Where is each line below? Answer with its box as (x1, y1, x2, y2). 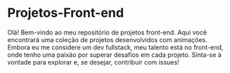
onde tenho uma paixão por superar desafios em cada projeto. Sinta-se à (7, 51, 222, 59)
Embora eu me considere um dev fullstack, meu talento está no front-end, (7, 43, 224, 51)
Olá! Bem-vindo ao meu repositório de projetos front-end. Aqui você (7, 28, 207, 36)
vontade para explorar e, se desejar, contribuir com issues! (7, 58, 180, 66)
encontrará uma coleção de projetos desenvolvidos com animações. (7, 35, 208, 44)
